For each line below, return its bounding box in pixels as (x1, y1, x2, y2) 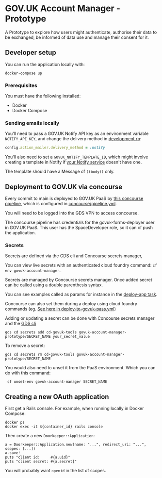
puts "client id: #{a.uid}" (5, 455, 70, 460)
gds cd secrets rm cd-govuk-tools (5, 352, 75, 357)
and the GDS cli (5, 321, 36, 327)
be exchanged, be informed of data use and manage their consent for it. (5, 34, 149, 40)
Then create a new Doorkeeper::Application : (5, 433, 95, 439)
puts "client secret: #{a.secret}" (5, 459, 77, 464)
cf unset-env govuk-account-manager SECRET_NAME (7, 379, 108, 384)
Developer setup (5, 49, 57, 57)
